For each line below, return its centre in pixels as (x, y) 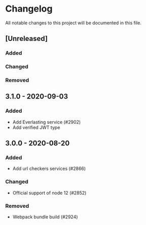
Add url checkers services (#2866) (49, 169)
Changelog (29, 9)
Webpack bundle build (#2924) (45, 217)
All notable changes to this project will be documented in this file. (74, 23)
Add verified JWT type (36, 127)
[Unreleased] (27, 39)
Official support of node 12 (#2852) (49, 193)
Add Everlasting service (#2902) (47, 122)
